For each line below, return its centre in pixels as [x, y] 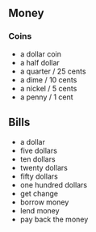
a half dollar [40, 62]
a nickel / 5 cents [48, 88]
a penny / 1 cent [47, 97]
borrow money [44, 202]
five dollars [39, 150]
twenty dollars [44, 167]
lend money [40, 210]
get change [39, 193]
